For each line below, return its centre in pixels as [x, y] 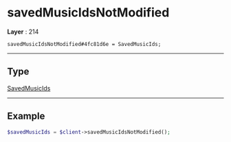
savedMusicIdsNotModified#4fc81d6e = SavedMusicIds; [84, 44]
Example [26, 116]
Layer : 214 [23, 32]
